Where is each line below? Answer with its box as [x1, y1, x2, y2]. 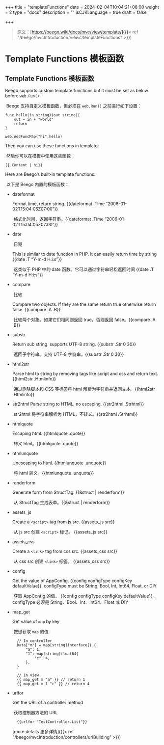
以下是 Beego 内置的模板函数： [6, 182, 70, 187]
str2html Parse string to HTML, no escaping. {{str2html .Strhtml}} [12, 401, 144, 407]
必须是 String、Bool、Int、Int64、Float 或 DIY [36, 599, 129, 605]
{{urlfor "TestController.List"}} [17, 719, 87, 724]
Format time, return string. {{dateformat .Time [12, 201, 105, 207]
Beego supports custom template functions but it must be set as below [5, 88, 148, 93]
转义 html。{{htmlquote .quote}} [13, 441, 79, 446]
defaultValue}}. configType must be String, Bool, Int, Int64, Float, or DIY [12, 583, 157, 588]
